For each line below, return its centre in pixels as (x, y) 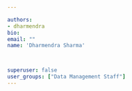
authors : (20, 19)
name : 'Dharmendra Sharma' (46, 46)
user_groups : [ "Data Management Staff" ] (67, 77)
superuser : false (32, 70)
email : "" (22, 39)
